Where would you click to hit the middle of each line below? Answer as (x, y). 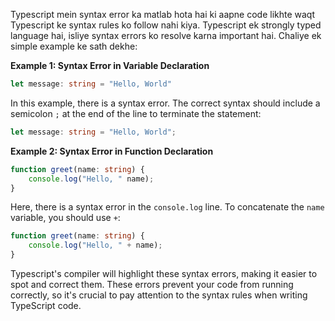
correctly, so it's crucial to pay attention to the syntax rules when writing (159, 295)
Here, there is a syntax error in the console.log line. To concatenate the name (167, 207)
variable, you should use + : (65, 218)
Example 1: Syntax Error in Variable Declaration (110, 65)
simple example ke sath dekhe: (74, 46)
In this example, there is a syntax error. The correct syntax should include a (165, 103)
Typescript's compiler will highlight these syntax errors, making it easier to (164, 273)
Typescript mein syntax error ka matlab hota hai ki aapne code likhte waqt (163, 14)
